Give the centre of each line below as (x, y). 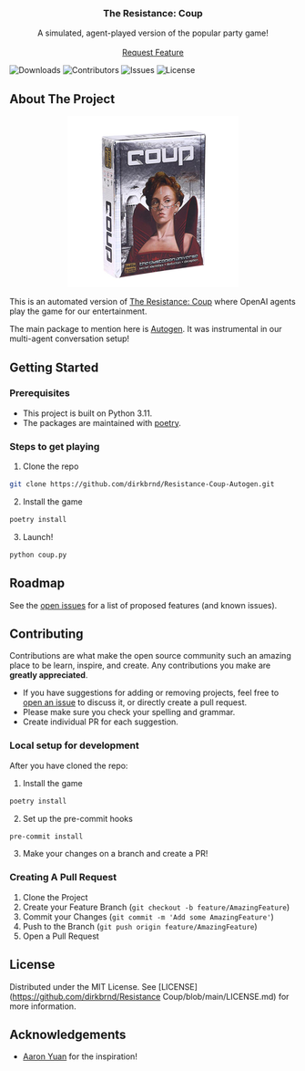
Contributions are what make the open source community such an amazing (150, 656)
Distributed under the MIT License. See (83, 986)
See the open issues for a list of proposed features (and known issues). (143, 605)
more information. (43, 1006)
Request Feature (153, 53)
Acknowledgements (68, 1034)
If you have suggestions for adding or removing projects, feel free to (151, 693)
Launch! (38, 536)
